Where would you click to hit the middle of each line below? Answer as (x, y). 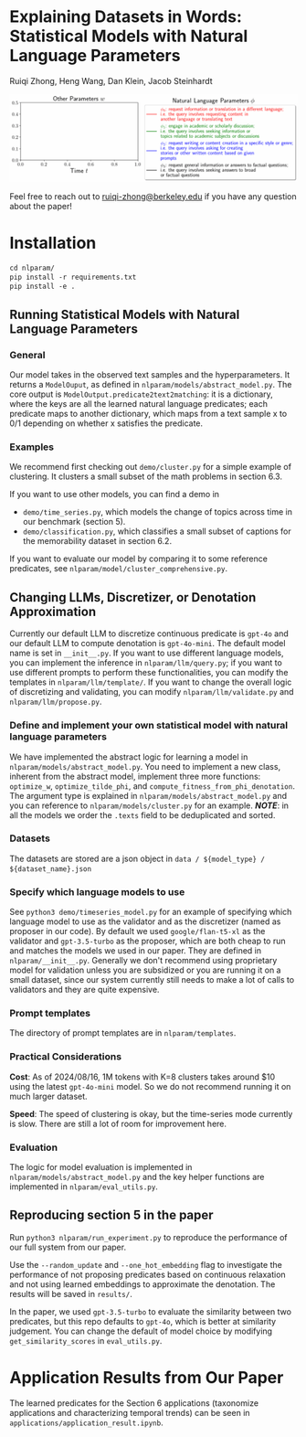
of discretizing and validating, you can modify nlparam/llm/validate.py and (152, 692)
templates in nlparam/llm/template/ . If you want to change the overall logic (151, 682)
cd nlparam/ (32, 268)
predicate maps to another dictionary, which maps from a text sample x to (148, 414)
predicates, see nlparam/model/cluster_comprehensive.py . (119, 569)
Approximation (53, 611)
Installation (53, 243)
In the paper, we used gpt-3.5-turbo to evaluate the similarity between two (151, 1311)
